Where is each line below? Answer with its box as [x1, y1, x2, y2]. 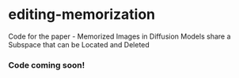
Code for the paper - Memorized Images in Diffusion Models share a [8, 32, 231, 41]
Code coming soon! [8, 59, 85, 70]
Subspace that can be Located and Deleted [8, 39, 150, 49]
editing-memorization [8, 6, 156, 24]
